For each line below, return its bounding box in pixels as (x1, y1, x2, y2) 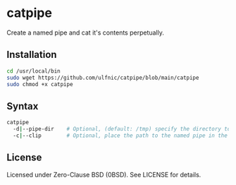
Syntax (6, 100, 39, 112)
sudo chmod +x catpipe (6, 80, 73, 88)
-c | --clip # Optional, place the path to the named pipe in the (13, 132, 228, 139)
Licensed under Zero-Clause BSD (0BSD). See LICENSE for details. (6, 170, 201, 179)
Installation (6, 49, 57, 61)
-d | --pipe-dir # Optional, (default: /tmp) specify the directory (13, 126, 221, 133)
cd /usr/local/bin (6, 67, 61, 75)
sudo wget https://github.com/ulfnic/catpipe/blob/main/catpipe (6, 74, 199, 81)
